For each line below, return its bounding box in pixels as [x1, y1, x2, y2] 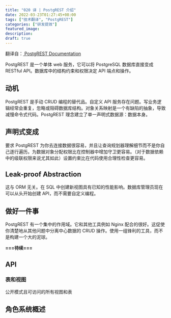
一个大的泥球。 [18, 234, 50, 240]
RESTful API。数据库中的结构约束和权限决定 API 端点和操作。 [5, 67, 134, 74]
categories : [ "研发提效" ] [5, 21, 58, 27]
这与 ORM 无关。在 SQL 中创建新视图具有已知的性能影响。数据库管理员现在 [5, 184, 163, 190]
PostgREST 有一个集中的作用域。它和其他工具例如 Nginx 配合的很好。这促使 [5, 221, 165, 227]
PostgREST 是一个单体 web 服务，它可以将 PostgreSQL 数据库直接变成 [5, 61, 154, 67]
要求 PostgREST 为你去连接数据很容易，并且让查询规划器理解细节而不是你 [5, 142, 160, 148]
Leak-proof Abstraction [5, 170, 81, 178]
